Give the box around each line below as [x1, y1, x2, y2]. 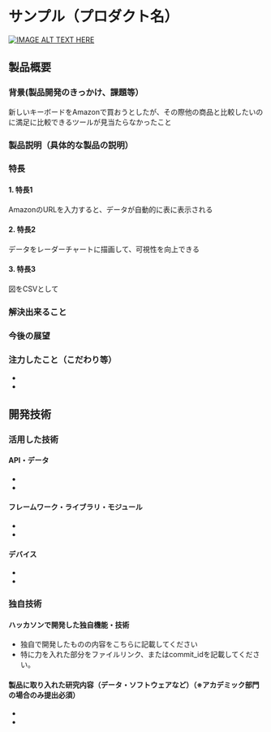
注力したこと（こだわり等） [8, 354, 117, 365]
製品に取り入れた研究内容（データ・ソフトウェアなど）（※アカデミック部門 [8, 680, 260, 690]
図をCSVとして [8, 284, 59, 294]
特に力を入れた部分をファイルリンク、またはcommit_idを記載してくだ [19, 650, 253, 660]
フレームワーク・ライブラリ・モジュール [8, 502, 144, 512]
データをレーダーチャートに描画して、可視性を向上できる [8, 244, 200, 254]
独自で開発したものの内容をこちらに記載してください [19, 639, 198, 649]
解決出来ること [8, 307, 67, 317]
